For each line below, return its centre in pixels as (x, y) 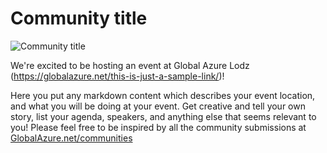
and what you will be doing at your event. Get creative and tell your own (158, 106)
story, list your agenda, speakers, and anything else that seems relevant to (163, 116)
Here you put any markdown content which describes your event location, (163, 95)
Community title (79, 18)
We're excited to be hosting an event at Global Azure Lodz (130, 65)
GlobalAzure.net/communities (71, 138)
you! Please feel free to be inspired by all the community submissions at (158, 127)
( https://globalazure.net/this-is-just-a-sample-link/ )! (117, 76)
